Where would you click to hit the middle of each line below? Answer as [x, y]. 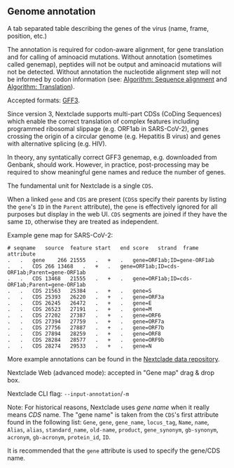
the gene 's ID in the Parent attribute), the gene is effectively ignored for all [112, 207]
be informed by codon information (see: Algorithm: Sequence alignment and [117, 79]
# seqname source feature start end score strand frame [103, 248]
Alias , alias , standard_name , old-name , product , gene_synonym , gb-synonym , [113, 429]
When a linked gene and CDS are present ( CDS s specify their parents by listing [117, 199]
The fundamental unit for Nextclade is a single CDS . [80, 186]
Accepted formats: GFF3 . [44, 100]
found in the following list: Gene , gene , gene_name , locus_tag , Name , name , [108, 422]
